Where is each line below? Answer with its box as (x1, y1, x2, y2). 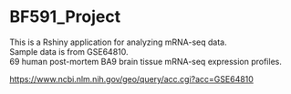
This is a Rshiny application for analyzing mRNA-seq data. (9, 37, 227, 47)
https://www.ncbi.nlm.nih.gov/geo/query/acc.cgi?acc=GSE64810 (9, 73, 254, 84)
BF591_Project (9, 6, 121, 27)
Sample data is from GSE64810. (9, 46, 130, 57)
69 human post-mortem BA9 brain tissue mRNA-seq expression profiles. (9, 56, 283, 67)
